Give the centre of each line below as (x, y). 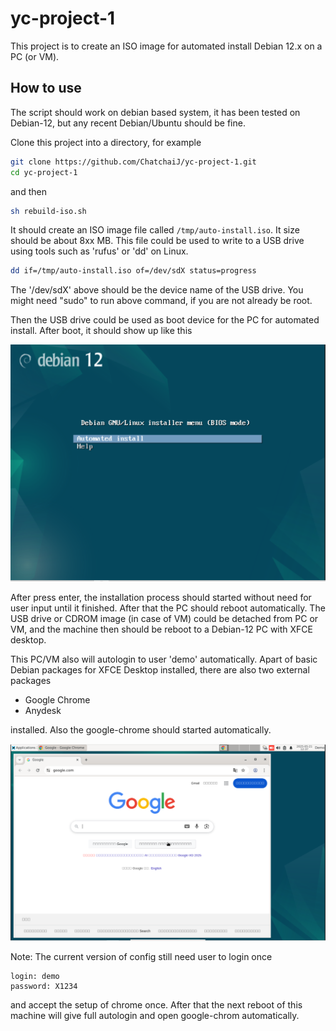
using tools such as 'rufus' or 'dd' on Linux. (99, 251)
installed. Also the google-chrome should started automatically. (141, 729)
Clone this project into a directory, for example (106, 142)
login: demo (35, 977)
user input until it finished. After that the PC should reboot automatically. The (168, 608)
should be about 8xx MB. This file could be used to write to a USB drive (157, 241)
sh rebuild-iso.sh (48, 211)
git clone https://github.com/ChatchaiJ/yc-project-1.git (133, 162)
